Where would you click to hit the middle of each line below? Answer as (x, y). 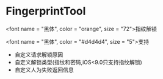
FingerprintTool (46, 11)
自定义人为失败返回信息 (44, 70)
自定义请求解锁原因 (39, 54)
